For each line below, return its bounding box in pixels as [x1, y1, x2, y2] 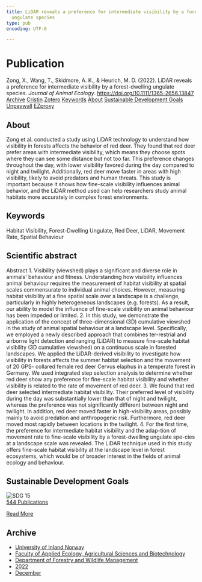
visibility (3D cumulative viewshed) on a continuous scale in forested [6, 343, 177, 351]
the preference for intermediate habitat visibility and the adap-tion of [6, 427, 176, 434]
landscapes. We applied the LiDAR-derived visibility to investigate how [6, 350, 181, 357]
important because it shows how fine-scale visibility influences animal [6, 181, 180, 187]
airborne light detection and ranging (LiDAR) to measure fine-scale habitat [6, 337, 190, 344]
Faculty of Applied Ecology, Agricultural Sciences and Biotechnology [14, 550, 186, 557]
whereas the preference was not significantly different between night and [6, 401, 188, 408]
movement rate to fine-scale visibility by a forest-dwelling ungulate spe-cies [6, 433, 195, 440]
